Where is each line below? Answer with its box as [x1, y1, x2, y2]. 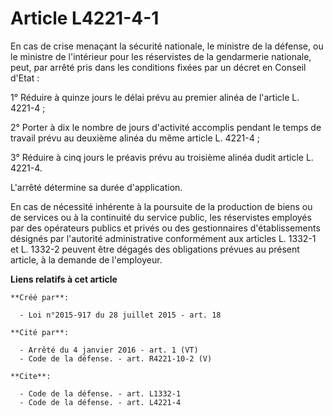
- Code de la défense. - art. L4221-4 [19, 397, 182, 407]
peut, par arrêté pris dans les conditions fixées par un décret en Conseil [10, 61, 307, 73]
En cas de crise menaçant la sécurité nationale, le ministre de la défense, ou [10, 40, 324, 52]
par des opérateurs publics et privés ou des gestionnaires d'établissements [10, 222, 321, 234]
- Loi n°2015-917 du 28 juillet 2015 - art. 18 [19, 310, 222, 320]
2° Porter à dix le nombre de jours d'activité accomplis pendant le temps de [10, 121, 322, 133]
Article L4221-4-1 [10, 7, 160, 30]
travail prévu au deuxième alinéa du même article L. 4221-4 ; [10, 132, 260, 144]
